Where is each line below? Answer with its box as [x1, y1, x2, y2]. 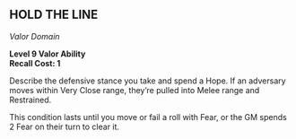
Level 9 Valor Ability [9, 48, 86, 59]
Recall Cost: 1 [9, 57, 61, 68]
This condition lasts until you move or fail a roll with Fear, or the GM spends [9, 111, 287, 122]
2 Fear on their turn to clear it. [9, 121, 119, 132]
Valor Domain [9, 30, 60, 41]
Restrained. [9, 94, 52, 105]
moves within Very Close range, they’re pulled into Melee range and [9, 84, 260, 95]
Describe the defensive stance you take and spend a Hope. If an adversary [9, 75, 286, 86]
